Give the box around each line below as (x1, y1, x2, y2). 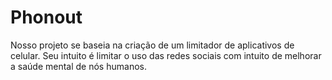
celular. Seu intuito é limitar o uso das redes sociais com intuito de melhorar (10, 49, 322, 61)
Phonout (10, 6, 83, 29)
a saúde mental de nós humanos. (10, 60, 147, 72)
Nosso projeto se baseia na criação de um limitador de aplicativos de (10, 39, 295, 51)
